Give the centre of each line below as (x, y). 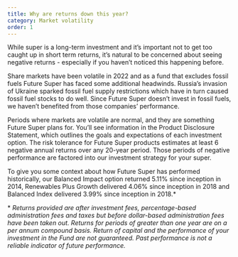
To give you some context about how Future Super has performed (104, 172)
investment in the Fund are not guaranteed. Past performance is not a (110, 238)
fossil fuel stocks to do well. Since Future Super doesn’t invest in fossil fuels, (119, 99)
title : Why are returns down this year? (68, 14)
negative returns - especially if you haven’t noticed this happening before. (115, 62)
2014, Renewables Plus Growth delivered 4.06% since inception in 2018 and (118, 187)
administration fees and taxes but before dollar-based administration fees (116, 215)
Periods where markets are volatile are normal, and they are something (111, 120)
